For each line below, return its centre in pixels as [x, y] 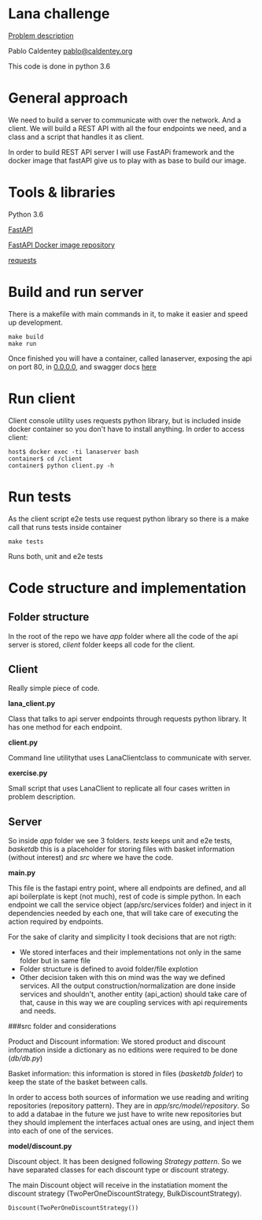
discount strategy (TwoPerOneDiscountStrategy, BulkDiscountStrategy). [125, 1194]
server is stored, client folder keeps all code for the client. [101, 644]
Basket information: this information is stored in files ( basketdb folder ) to [125, 1074]
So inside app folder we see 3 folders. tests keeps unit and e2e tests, [120, 841]
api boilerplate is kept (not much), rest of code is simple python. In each [125, 896]
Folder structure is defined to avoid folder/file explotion [109, 969]
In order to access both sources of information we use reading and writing [129, 1098]
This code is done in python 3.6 [59, 66]
